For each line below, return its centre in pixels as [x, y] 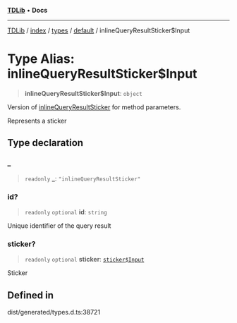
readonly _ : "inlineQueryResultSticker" [83, 178]
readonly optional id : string [66, 212]
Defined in [31, 295]
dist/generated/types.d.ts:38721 [54, 312]
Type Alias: [41, 59]
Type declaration [45, 143]
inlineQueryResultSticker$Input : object [83, 93]
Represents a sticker [37, 121]
